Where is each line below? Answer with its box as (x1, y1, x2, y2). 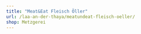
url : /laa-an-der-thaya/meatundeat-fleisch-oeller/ (6, 14, 135, 20)
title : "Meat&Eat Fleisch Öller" (6, 8, 88, 14)
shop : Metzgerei (6, 19, 46, 25)
